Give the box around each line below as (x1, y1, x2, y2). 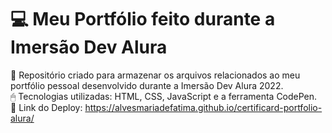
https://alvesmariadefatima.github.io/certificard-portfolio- (84, 101, 323, 113)
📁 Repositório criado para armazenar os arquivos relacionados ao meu (10, 69, 301, 81)
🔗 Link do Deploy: (10, 101, 83, 113)
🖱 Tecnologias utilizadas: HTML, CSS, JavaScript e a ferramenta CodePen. (10, 90, 318, 102)
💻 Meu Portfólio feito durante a (10, 8, 276, 31)
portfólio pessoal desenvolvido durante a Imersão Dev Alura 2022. (10, 79, 284, 91)
